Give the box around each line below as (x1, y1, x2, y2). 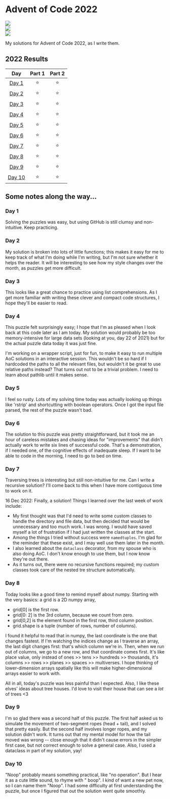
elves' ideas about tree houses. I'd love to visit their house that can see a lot (5, 685, 163, 692)
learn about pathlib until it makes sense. (5, 372, 89, 378)
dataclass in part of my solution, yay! (5, 747, 82, 753)
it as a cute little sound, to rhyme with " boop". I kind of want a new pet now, (5, 777, 164, 783)
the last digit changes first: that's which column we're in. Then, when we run (5, 643, 164, 649)
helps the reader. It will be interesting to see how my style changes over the (5, 259, 163, 265)
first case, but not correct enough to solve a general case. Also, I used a (5, 742, 156, 748)
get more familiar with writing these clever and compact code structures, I (5, 295, 159, 301)
